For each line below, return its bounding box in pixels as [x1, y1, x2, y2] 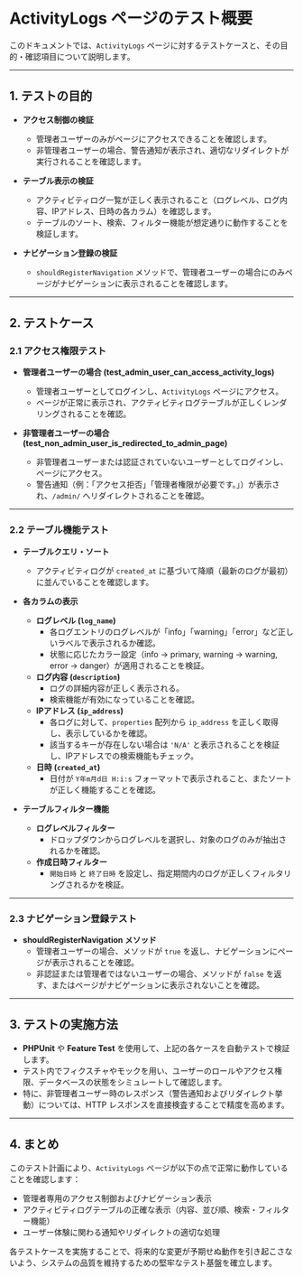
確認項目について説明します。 [24, 51, 135, 61]
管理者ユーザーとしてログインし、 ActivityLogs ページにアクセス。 [35, 386, 284, 397]
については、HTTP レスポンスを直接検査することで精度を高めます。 [38, 1099, 290, 1110]
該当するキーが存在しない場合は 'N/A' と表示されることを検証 [49, 739, 280, 750]
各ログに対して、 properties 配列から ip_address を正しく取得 [49, 716, 280, 727]
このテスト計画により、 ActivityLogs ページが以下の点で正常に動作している [9, 1162, 289, 1173]
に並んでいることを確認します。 [35, 576, 154, 587]
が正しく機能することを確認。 [49, 784, 161, 795]
